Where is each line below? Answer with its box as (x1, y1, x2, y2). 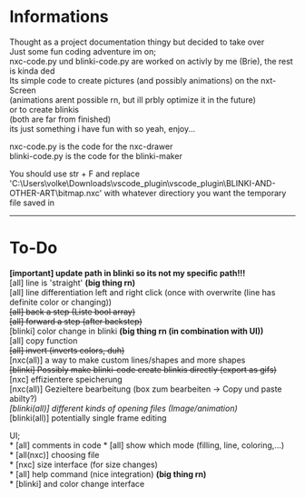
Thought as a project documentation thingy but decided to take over (9, 36, 265, 47)
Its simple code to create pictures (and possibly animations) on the (9, 75, 259, 85)
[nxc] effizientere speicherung (9, 373, 123, 384)
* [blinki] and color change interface (9, 478, 145, 489)
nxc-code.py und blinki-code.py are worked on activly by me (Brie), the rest (9, 55, 293, 66)
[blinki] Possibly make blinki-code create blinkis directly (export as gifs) (9, 364, 277, 374)
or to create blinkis (9, 104, 80, 115)
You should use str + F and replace (9, 168, 141, 179)
